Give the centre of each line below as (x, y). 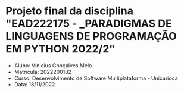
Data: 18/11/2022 (35, 84)
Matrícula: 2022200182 (43, 72)
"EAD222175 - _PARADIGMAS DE (89, 24)
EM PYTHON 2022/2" (60, 49)
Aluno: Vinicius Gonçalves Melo (53, 65)
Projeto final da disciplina (69, 11)
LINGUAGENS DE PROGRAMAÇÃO (91, 36)
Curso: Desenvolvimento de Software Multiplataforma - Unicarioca (96, 78)
